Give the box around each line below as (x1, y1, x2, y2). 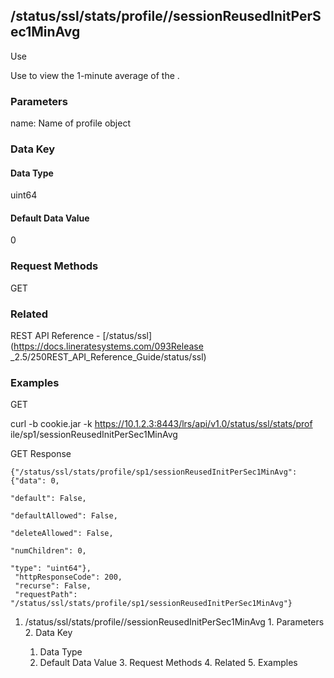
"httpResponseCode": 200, (14, 572, 123, 583)
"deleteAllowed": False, (10, 529, 114, 539)
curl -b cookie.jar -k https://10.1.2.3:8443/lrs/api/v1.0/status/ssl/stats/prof (10, 418, 313, 430)
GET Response (10, 448, 72, 460)
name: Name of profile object (10, 117, 131, 129)
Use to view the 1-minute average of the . (10, 69, 180, 81)
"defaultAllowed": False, (10, 511, 118, 521)
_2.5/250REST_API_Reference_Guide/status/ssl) (10, 351, 207, 363)
